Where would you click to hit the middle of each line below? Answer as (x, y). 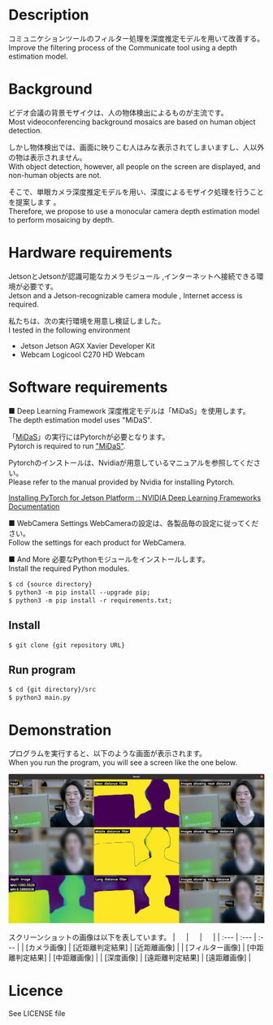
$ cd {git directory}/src (52, 690)
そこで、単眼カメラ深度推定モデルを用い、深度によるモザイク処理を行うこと (136, 192)
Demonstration (60, 730)
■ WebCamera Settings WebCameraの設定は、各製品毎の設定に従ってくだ (134, 523)
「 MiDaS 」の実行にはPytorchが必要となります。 (89, 436)
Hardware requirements (91, 253)
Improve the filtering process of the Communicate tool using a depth (123, 47)
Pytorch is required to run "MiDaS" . (67, 445)
